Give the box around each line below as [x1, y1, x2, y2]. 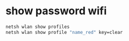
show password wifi [5, 4, 107, 18]
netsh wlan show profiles [5, 24, 70, 30]
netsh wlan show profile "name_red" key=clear [5, 29, 123, 35]
